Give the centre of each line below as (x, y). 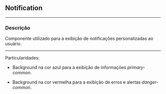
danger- (150, 82)
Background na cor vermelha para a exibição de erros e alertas (76, 82)
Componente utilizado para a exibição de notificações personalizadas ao (79, 38)
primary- (136, 67)
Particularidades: (22, 58)
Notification (24, 8)
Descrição (18, 28)
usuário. (14, 44)
